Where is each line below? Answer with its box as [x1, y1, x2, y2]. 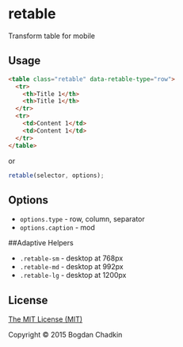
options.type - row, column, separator [19, 214, 145, 224]
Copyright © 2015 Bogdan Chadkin [8, 330, 123, 339]
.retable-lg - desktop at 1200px [19, 271, 127, 280]
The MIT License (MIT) [8, 314, 83, 324]
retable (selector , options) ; [8, 172, 105, 179]
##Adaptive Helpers [8, 238, 74, 248]
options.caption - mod [19, 223, 95, 233]
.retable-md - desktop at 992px [19, 262, 124, 272]
